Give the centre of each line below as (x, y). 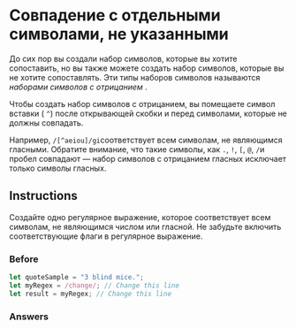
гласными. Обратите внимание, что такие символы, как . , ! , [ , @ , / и (137, 149)
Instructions (43, 196)
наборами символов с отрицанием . (78, 87)
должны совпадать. (46, 122)
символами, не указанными (119, 34)
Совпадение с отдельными (115, 15)
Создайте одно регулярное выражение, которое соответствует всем (140, 217)
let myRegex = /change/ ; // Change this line (94, 285)
